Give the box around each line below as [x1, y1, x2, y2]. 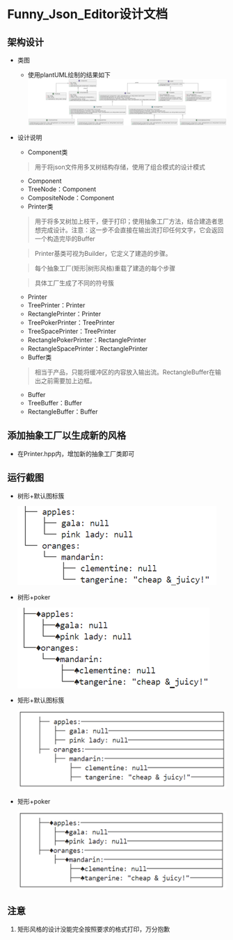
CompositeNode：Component [27, 193, 115, 202]
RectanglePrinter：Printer [27, 309, 102, 318]
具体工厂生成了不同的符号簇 [34, 279, 115, 287]
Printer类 [27, 202, 54, 211]
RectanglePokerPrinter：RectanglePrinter [27, 335, 147, 344]
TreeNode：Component [27, 185, 97, 193]
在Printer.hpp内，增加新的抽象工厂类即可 [17, 449, 135, 457]
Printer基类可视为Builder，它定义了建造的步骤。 [34, 249, 172, 257]
